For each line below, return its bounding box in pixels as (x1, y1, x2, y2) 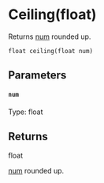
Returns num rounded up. (8, 32, 91, 41)
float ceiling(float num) (8, 47, 93, 55)
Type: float (8, 107, 43, 116)
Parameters (8, 69, 67, 82)
